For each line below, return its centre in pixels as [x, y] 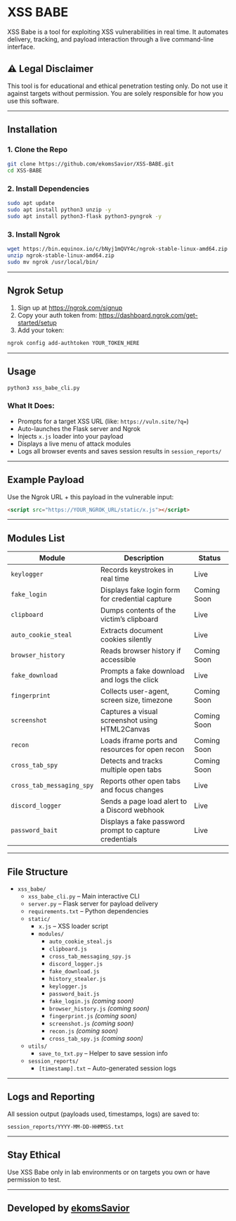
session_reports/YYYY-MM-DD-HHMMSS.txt [66, 1127]
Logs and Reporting [51, 1097]
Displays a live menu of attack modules [74, 444]
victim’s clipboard [130, 619]
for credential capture [136, 599]
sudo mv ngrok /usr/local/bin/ [53, 262]
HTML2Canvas [125, 730]
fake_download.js [74, 972]
